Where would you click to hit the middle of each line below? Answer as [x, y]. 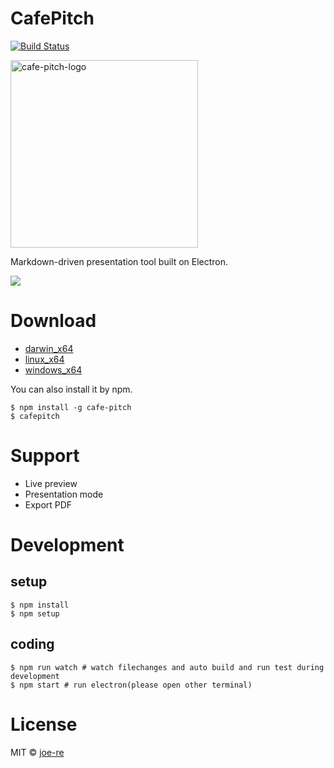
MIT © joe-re [37, 752]
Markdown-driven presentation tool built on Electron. [119, 261]
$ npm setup [35, 613]
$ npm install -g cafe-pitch [71, 407]
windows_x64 [53, 369]
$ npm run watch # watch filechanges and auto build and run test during [167, 667]
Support [45, 456]
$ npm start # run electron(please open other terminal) [131, 685]
